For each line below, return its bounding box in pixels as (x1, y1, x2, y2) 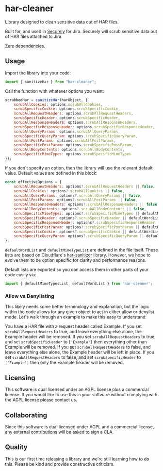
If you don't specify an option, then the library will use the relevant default (5, 165, 153, 170)
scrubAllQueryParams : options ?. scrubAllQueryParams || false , (14, 193, 142, 198)
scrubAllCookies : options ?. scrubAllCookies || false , (14, 188, 125, 193)
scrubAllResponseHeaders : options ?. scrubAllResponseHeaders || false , (14, 202, 160, 207)
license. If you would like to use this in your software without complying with (5, 392, 158, 398)
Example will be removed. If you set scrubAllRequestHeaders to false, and (5, 344, 151, 350)
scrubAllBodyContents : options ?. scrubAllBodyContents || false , (14, 207, 147, 212)
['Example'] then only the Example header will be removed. (5, 360, 124, 366)
